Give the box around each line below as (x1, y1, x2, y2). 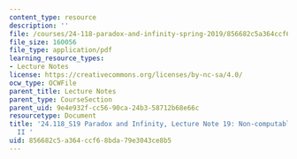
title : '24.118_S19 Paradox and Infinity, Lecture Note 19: (9, 120, 236, 129)
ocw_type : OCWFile (9, 79, 77, 87)
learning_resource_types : (9, 54, 104, 63)
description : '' (9, 21, 69, 30)
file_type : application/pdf (9, 46, 113, 55)
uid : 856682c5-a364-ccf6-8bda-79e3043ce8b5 (9, 136, 172, 145)
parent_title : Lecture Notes (9, 87, 117, 95)
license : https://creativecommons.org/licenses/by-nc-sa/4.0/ (9, 71, 243, 79)
